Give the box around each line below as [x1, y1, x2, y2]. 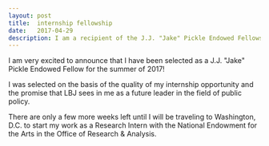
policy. [8, 97, 30, 106]
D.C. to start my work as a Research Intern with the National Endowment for [8, 120, 258, 130]
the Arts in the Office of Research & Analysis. [8, 129, 158, 139]
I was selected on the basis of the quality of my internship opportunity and [8, 80, 254, 89]
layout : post [8, 11, 52, 20]
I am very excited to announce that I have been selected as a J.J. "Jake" [8, 56, 246, 65]
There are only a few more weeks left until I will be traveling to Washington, [8, 112, 256, 122]
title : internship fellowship [8, 19, 113, 27]
